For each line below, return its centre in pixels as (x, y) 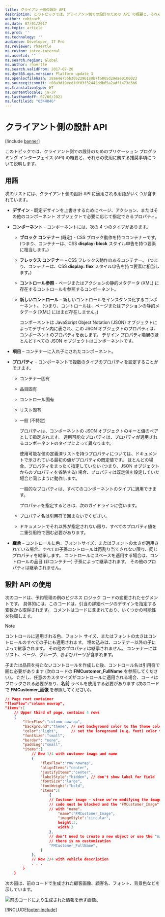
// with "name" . (66, 809)
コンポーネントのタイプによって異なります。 (69, 443)
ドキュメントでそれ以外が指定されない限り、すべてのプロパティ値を (88, 526)
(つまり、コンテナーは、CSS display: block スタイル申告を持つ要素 (88, 243)
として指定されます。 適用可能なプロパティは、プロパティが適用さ (86, 437)
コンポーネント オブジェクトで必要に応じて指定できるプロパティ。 (92, 216)
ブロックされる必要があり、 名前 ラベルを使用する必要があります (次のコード (82, 683)
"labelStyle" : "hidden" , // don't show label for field (97, 777)
